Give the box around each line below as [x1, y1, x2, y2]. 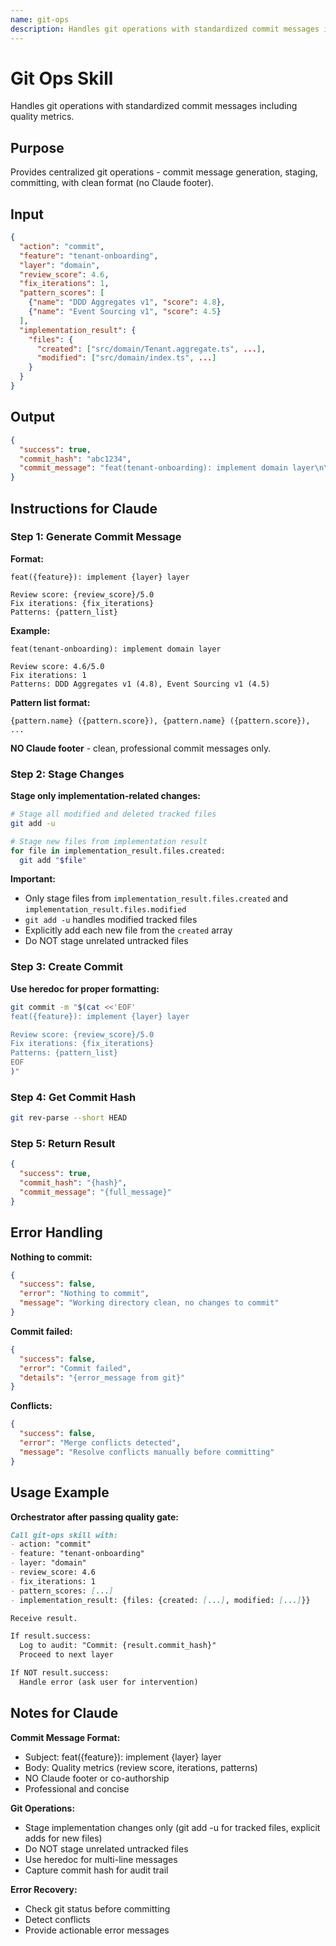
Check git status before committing [24, 1902, 171, 1915]
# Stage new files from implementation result [10, 836, 208, 846]
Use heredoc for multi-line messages [24, 1853, 178, 1865]
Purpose [10, 139, 65, 156]
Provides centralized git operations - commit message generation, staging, [10, 166, 318, 178]
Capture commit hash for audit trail [24, 1864, 169, 1876]
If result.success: [10, 1631, 92, 1641]
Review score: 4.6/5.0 [10, 661, 105, 671]
